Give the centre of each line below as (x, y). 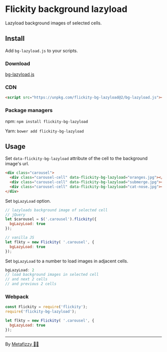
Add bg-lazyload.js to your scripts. (42, 50)
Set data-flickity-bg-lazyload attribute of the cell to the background (76, 158)
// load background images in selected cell (52, 275)
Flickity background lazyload (66, 9)
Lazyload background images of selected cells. (53, 23)
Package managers (29, 111)
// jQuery (15, 215)
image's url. (17, 164)
